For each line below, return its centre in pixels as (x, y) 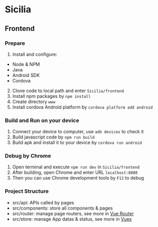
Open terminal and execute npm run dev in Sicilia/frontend (76, 167)
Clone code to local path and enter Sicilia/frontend (68, 91)
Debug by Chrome (28, 156)
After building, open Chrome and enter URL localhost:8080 (75, 172)
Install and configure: (35, 54)
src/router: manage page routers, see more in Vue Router (73, 213)
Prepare (15, 43)
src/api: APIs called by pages (43, 202)
